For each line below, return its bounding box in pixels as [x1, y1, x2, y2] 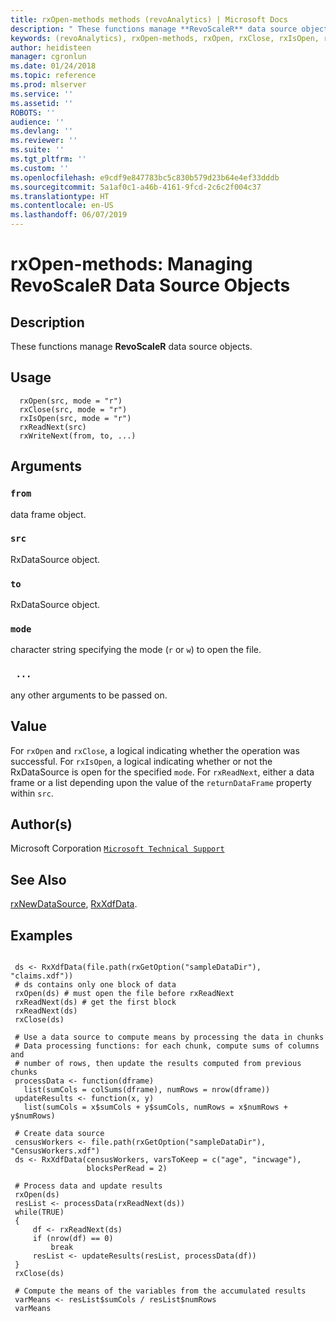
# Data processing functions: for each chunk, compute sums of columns [14, 1041, 320, 1051]
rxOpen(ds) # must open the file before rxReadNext [14, 988, 235, 998]
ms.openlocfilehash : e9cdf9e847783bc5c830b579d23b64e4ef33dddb [10, 172, 280, 183]
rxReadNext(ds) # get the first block [14, 997, 177, 1007]
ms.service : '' [10, 89, 74, 99]
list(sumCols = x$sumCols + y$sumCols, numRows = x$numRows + [23, 1102, 288, 1112]
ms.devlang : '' [10, 126, 74, 136]
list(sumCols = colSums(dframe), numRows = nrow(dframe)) [23, 1084, 271, 1095]
